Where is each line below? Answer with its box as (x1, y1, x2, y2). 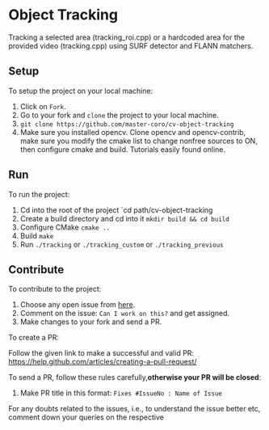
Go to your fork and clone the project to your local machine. (19, 110, 220, 120)
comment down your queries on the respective (8, 412, 164, 422)
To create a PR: (8, 333, 59, 343)
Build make (19, 230, 54, 240)
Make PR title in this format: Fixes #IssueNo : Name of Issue (19, 388, 222, 398)
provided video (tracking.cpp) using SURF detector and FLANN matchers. (8, 40, 254, 50)
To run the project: (8, 189, 70, 199)
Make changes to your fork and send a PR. (19, 317, 162, 327)
